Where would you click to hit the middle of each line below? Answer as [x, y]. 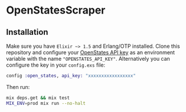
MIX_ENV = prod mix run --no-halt [46, 103]
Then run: [18, 87]
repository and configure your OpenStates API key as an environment [91, 52]
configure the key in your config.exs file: [56, 65]
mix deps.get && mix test [38, 98]
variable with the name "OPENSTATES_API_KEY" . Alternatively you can [88, 59]
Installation [27, 32]
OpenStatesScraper [56, 10]
